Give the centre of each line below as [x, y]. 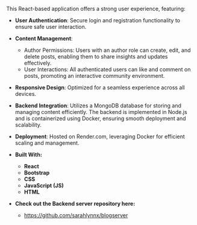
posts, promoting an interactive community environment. [94, 76]
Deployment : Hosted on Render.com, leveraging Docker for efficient [100, 136]
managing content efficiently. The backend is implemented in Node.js [101, 112]
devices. [26, 94]
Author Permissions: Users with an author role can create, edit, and [107, 50]
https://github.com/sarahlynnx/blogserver [76, 215]
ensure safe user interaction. [51, 27]
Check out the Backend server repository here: [75, 204]
